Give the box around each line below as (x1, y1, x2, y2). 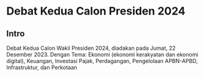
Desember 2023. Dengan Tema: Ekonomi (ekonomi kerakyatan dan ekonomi (6, 51, 198, 58)
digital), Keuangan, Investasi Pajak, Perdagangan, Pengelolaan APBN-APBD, (6, 58, 198, 64)
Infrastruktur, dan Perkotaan (6, 64, 78, 71)
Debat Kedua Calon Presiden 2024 (6, 4, 186, 18)
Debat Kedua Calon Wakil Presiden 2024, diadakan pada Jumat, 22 (6, 44, 176, 52)
